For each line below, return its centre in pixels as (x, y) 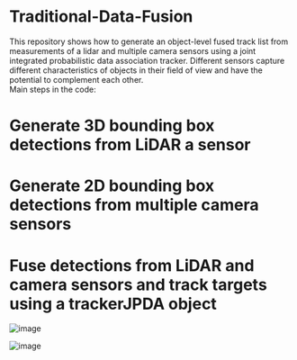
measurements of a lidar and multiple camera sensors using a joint (133, 50)
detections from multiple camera (134, 205)
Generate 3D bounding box (112, 126)
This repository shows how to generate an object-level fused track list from (149, 41)
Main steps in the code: (53, 89)
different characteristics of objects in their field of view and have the (136, 70)
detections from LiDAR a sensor (130, 145)
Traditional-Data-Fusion (101, 17)
